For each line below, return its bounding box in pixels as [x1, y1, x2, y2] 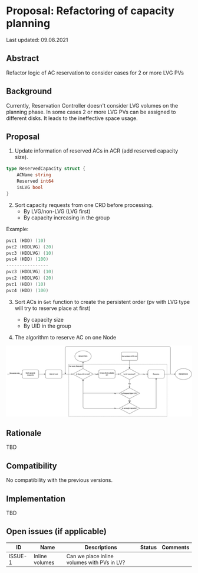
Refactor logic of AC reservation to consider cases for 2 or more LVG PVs [6, 69, 184, 76]
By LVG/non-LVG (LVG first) [23, 208, 91, 215]
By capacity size [23, 316, 64, 323]
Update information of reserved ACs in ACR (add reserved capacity [14, 147, 179, 154]
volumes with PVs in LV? [66, 559, 126, 566]
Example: [6, 225, 29, 232]
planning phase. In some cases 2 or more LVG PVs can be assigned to [6, 108, 176, 115]
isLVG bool [16, 184, 44, 190]
